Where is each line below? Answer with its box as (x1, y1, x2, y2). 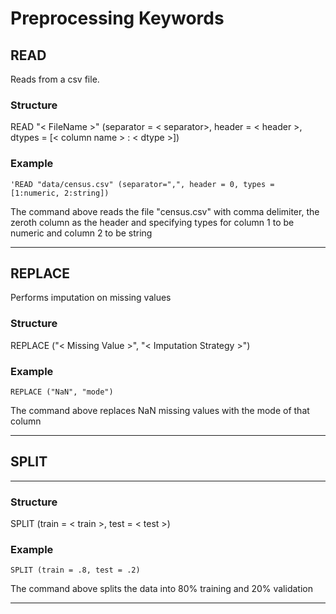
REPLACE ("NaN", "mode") (10, 387, 114, 397)
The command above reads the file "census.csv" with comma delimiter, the (10, 205, 320, 217)
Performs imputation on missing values (10, 292, 172, 304)
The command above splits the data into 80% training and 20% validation (10, 583, 313, 595)
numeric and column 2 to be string (10, 227, 153, 239)
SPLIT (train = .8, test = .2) (10, 565, 141, 576)
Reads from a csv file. (10, 73, 100, 85)
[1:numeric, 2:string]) (10, 188, 110, 198)
